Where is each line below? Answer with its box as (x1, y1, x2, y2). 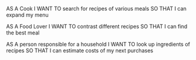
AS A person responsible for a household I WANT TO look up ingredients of (6, 41, 191, 48)
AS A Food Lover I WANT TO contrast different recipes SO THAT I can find (6, 23, 188, 30)
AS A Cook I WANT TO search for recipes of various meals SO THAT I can (6, 5, 187, 12)
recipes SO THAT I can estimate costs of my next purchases (6, 47, 153, 54)
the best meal (6, 29, 40, 36)
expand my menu (6, 11, 49, 18)
